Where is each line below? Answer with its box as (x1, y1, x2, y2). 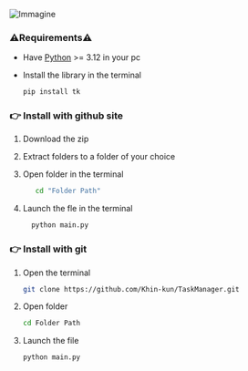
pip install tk (22, 88, 81, 97)
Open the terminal (22, 267, 91, 278)
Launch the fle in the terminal (22, 203, 133, 214)
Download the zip (22, 133, 89, 145)
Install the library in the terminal (22, 69, 142, 81)
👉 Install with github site (9, 109, 124, 122)
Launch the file (22, 335, 79, 346)
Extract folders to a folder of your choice (22, 151, 176, 162)
